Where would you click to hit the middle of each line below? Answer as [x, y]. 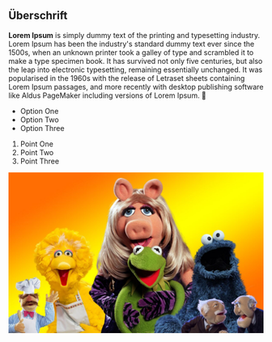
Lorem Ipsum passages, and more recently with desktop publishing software [136, 87]
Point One [37, 144]
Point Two [37, 152]
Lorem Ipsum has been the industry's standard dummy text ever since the [132, 44]
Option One [39, 111]
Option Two [39, 120]
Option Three [42, 128]
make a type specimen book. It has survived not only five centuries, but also [136, 61]
